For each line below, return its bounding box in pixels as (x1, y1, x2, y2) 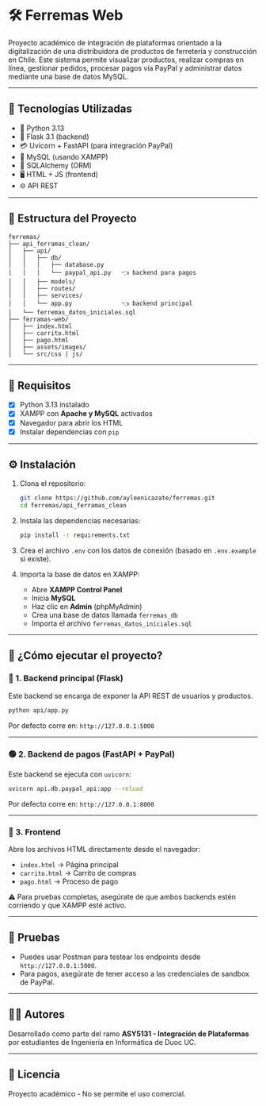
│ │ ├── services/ (8, 291, 83, 299)
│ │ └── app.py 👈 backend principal (8, 299, 193, 307)
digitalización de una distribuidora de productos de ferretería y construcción (8, 46, 257, 56)
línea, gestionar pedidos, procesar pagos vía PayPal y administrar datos (8, 63, 242, 72)
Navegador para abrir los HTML (19, 418, 123, 427)
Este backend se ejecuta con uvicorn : (8, 769, 131, 779)
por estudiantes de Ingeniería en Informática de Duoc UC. (8, 1037, 196, 1046)
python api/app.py (8, 706, 69, 715)
